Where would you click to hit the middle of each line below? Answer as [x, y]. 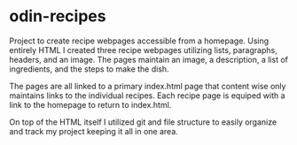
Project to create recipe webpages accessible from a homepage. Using [139, 41]
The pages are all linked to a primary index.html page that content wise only [148, 86]
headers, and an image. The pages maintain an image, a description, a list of [148, 59]
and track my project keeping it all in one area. [94, 131]
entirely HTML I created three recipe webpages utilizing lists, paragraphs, [143, 50]
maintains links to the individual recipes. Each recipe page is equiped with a [147, 95]
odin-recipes [58, 16]
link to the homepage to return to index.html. [90, 104]
